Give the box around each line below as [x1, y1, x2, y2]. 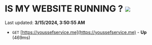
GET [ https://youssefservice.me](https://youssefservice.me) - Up [12, 29, 147, 35]
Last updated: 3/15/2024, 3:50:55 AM [5, 19, 85, 25]
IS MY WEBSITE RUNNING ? [5, 3, 124, 14]
